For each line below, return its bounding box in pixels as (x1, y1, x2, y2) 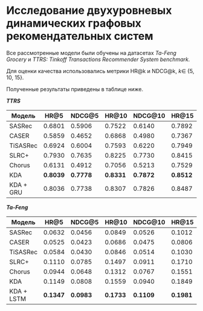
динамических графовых (6, 16, 142, 30)
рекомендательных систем (6, 30, 153, 43)
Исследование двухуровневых (6, 4, 172, 18)
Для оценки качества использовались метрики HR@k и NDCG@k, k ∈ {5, (6, 67, 195, 74)
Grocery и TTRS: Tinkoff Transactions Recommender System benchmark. (6, 56, 190, 63)
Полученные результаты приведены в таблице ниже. (6, 85, 144, 92)
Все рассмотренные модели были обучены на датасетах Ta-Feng (6, 49, 177, 56)
